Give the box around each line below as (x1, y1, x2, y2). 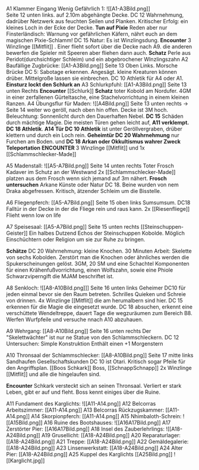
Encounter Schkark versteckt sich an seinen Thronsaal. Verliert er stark (6, 382, 182, 389)
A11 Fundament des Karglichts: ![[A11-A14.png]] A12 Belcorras (6, 400, 156, 407)
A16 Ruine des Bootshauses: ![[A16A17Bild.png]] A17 (43, 419, 171, 426)
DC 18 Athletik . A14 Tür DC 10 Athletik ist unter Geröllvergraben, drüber (6, 125, 183, 132)
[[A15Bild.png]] (6, 419, 43, 426)
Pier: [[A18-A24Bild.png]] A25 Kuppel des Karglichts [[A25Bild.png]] (6, 451, 173, 457)
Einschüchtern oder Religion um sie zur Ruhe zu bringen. (6, 236, 146, 243)
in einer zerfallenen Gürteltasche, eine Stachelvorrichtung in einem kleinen (6, 94, 189, 101)
